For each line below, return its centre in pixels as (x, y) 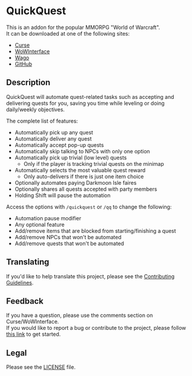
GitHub (23, 64)
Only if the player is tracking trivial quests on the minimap (94, 163)
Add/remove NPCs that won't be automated (68, 237)
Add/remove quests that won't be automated (69, 243)
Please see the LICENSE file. (41, 367)
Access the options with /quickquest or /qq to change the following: (89, 207)
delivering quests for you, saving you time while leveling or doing (85, 103)
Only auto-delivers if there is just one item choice (84, 176)
